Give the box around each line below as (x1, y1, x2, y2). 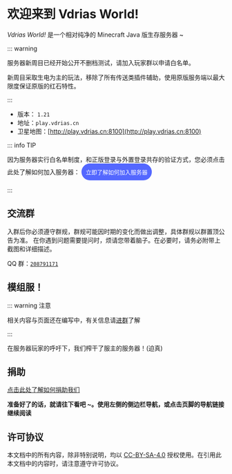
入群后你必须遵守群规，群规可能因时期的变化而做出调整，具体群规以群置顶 (7, 227, 219, 236)
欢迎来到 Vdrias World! (7, 6, 139, 22)
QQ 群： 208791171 (7, 259, 59, 267)
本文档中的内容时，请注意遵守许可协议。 (7, 459, 122, 468)
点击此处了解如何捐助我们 (7, 386, 80, 394)
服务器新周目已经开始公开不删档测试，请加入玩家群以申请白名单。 (7, 58, 195, 66)
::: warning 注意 (7, 301, 52, 310)
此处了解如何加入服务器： (7, 167, 80, 176)
